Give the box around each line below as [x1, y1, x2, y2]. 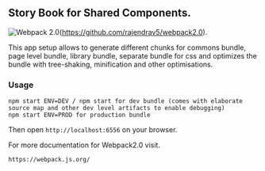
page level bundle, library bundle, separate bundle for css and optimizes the [8, 51, 258, 60]
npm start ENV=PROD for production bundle [8, 111, 151, 120]
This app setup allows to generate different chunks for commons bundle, [8, 43, 247, 52]
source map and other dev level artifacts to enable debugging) [8, 104, 225, 112]
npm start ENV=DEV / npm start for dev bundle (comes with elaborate [8, 97, 244, 105]
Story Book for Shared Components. [8, 6, 192, 20]
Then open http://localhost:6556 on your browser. [8, 125, 178, 135]
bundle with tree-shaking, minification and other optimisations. [8, 59, 213, 69]
